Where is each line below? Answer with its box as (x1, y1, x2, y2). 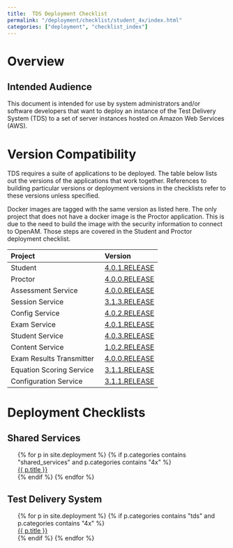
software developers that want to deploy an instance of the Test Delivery (7, 107, 216, 115)
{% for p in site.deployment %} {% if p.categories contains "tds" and (17, 512, 215, 520)
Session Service (10, 297, 64, 307)
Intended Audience (7, 81, 93, 93)
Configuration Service (10, 376, 83, 386)
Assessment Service (10, 286, 78, 295)
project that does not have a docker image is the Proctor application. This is (7, 212, 225, 221)
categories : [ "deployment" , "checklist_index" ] (7, 23, 149, 30)
